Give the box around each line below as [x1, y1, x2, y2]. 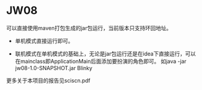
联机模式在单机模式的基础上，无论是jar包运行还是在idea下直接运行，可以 [14, 50, 196, 57]
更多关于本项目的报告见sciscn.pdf [6, 77, 90, 84]
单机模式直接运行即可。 [14, 37, 74, 44]
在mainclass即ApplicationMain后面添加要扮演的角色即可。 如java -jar [14, 57, 187, 65]
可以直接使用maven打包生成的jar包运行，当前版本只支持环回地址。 [6, 24, 172, 31]
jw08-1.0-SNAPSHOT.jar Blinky [14, 64, 92, 71]
